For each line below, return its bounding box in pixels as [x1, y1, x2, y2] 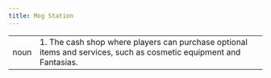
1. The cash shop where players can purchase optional [39, 36, 248, 47]
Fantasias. [39, 56, 78, 68]
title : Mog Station [8, 11, 74, 20]
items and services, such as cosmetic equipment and [39, 46, 241, 57]
